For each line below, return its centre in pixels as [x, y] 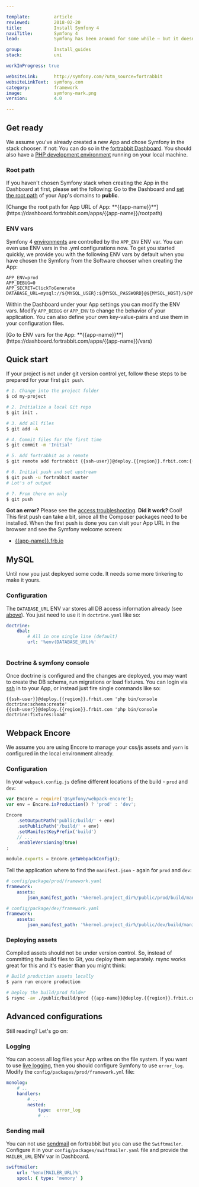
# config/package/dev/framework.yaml [53, 908]
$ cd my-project [26, 397]
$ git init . [22, 413]
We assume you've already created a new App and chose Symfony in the [95, 142]
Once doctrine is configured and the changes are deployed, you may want [97, 676]
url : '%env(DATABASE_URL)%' [62, 642]
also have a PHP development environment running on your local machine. [97, 154]
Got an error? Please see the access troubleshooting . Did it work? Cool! [94, 510]
